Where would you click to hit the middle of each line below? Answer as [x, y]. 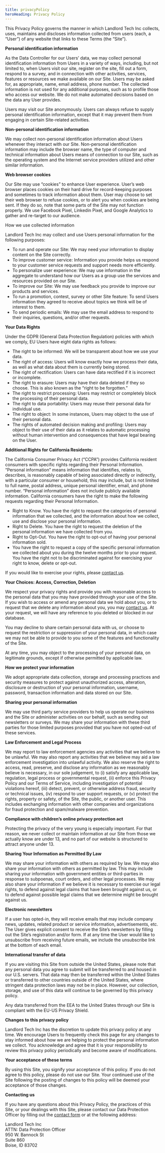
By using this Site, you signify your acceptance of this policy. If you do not [80, 1069]
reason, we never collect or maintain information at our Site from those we [81, 833]
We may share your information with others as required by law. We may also [82, 863]
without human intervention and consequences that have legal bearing [84, 435]
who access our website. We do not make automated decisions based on [79, 95]
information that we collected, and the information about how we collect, [86, 516]
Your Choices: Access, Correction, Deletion [50, 582]
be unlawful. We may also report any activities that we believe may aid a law [82, 757]
